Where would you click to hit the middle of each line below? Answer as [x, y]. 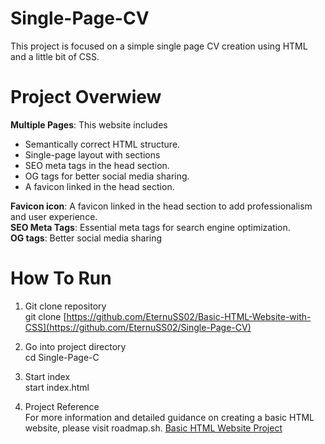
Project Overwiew [86, 97]
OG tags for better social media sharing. [107, 176]
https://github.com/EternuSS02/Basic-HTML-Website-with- [189, 316]
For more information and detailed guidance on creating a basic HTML [169, 417]
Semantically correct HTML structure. [102, 144]
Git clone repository [65, 306]
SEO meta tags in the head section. [97, 165]
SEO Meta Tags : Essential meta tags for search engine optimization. [150, 227]
